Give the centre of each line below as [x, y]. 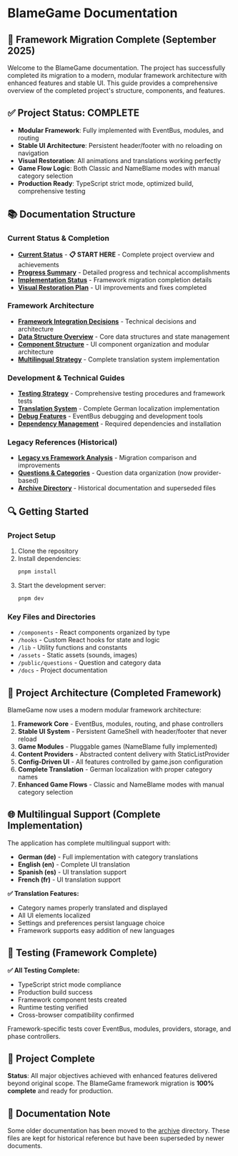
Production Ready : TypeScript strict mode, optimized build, [106, 183]
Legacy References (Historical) [63, 442]
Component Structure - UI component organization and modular [113, 344]
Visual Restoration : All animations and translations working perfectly [119, 160]
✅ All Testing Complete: [44, 970]
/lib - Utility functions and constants [72, 647]
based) [28, 481]
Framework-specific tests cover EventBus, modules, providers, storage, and [119, 1028]
